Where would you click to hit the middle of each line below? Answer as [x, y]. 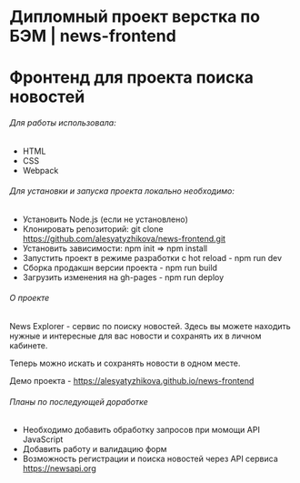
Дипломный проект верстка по [135, 17]
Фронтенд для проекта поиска [132, 78]
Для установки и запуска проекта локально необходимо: [122, 191]
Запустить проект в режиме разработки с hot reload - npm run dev [152, 257]
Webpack [40, 170]
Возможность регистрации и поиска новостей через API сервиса [150, 459]
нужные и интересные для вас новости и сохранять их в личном [135, 336]
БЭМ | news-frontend [93, 36]
